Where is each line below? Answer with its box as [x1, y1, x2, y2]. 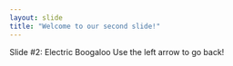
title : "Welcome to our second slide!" [9, 22, 161, 31]
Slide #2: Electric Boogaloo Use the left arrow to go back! [9, 46, 225, 57]
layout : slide [9, 13, 64, 23]
